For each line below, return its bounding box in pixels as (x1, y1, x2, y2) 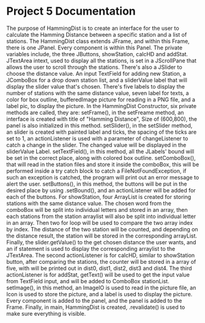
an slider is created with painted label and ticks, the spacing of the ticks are (6, 128, 197, 136)
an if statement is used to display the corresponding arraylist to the (6, 245, 176, 252)
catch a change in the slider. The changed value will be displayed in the (6, 141, 187, 148)
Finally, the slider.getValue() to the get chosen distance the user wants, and (6, 238, 196, 245)
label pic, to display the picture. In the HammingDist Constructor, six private (6, 102, 197, 109)
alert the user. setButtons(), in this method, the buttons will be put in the (6, 180, 187, 187)
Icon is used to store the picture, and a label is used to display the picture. (6, 290, 193, 297)
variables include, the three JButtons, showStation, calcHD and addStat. (6, 50, 188, 57)
